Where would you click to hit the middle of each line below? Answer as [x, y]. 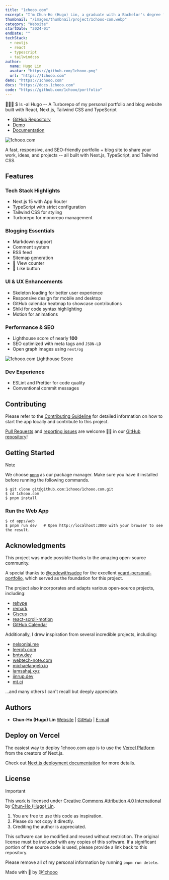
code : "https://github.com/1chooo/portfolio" [54, 90]
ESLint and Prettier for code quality [49, 383]
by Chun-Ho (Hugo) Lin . [30, 806]
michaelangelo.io [30, 666]
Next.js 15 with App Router [40, 202]
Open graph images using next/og [48, 349]
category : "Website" [27, 24]
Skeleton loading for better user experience [58, 292]
